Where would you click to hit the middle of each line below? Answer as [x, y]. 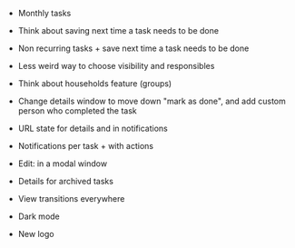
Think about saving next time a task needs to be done [118, 30]
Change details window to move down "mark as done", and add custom [152, 101]
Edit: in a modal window [62, 164]
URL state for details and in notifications [93, 128]
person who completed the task [78, 111]
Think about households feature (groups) [95, 84]
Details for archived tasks [65, 181]
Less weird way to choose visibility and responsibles [116, 66]
